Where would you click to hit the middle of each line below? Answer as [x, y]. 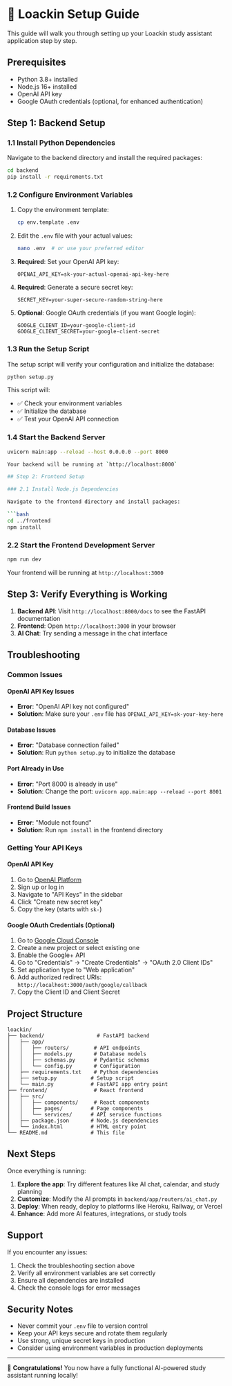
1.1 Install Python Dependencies [61, 143]
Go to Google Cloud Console [58, 940]
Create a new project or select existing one [78, 948]
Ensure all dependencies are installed [70, 1280]
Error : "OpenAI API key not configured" [73, 707]
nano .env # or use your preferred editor [81, 249]
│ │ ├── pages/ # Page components [75, 1108]
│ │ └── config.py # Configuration [74, 1066]
